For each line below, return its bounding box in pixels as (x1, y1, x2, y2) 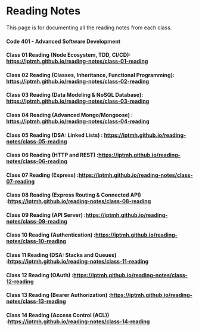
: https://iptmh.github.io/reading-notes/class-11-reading (6, 258, 149, 265)
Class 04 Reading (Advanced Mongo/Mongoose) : (6, 111, 133, 118)
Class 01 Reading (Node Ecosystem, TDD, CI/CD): (6, 51, 131, 59)
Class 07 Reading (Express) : (6, 171, 79, 179)
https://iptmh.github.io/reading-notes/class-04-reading (6, 118, 150, 125)
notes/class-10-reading (6, 238, 67, 245)
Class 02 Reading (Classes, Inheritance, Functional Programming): (6, 71, 175, 78)
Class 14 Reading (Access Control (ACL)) (6, 311, 110, 318)
